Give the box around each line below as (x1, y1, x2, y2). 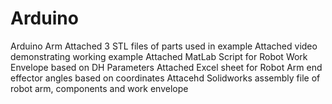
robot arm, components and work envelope (10, 82, 189, 94)
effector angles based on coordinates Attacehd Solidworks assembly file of (10, 72, 321, 84)
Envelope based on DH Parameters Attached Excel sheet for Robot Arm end (10, 61, 323, 73)
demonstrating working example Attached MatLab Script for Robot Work (10, 50, 308, 62)
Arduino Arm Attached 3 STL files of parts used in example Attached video (10, 40, 318, 52)
